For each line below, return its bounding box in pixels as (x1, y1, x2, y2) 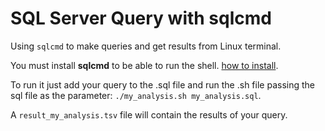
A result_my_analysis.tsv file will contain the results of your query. (10, 108, 288, 121)
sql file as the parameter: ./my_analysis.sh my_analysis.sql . (10, 89, 262, 101)
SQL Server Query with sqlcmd (10, 7, 272, 30)
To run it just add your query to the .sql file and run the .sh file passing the (10, 78, 315, 91)
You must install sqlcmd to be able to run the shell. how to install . (10, 59, 279, 71)
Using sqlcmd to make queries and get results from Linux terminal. (10, 40, 282, 52)
